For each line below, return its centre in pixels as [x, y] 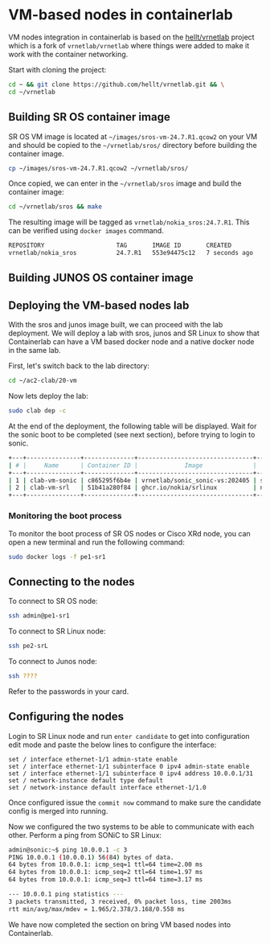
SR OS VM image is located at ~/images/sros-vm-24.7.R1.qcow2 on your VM [133, 136]
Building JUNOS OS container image [101, 278]
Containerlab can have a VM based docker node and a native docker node [131, 342]
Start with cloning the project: [57, 69]
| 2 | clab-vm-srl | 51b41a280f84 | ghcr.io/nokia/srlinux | [133, 488]
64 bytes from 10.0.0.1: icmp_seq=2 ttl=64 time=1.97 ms [106, 872]
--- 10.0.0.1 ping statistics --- [66, 894]
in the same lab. [35, 351]
